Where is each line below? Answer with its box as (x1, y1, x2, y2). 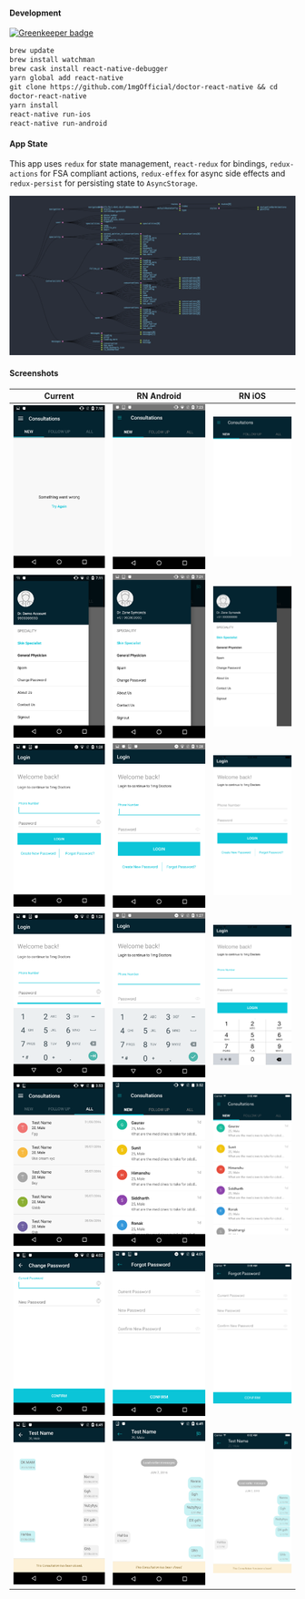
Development (9, 7, 62, 18)
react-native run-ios (9, 110, 92, 119)
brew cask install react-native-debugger (9, 65, 169, 74)
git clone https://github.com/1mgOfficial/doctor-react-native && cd (9, 83, 279, 92)
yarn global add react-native (9, 74, 124, 83)
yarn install (9, 101, 59, 110)
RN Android (136, 391, 182, 402)
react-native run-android (9, 119, 107, 128)
